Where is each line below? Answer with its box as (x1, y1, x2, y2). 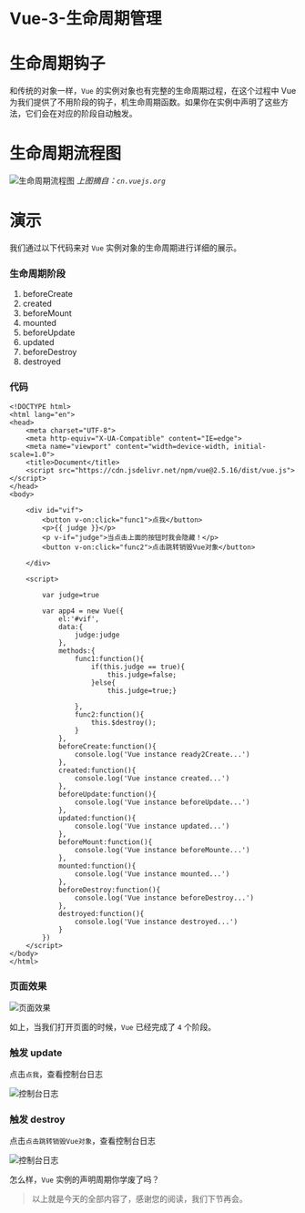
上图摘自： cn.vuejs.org (76, 175, 166, 187)
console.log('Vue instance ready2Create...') (74, 749, 250, 759)
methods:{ (57, 646, 96, 656)
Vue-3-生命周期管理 (9, 8, 162, 29)
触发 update (9, 1046, 63, 1059)
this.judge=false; (107, 670, 178, 679)
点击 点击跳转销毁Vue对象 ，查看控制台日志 (9, 1136, 157, 1147)
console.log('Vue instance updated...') (74, 821, 230, 831)
